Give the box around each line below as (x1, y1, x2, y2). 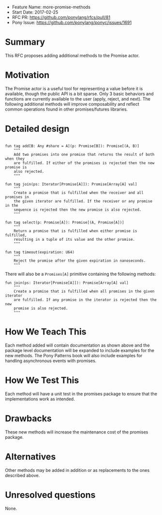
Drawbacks (5, 413, 52, 424)
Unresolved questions (5, 489, 96, 500)
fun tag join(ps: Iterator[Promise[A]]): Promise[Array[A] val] (5, 182, 137, 186)
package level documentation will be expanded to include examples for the (5, 347, 155, 353)
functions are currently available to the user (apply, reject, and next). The (5, 96, 151, 101)
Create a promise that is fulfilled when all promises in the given (14, 289, 155, 294)
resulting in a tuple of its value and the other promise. (14, 237, 135, 242)
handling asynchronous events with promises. (5, 358, 97, 364)
